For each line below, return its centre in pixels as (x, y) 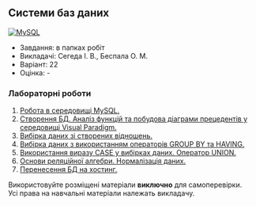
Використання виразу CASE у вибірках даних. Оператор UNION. (128, 153)
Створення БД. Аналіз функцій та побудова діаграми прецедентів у (134, 119)
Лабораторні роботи (50, 93)
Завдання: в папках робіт (62, 48)
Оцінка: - (35, 72)
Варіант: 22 (39, 64)
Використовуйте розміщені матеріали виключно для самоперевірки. (125, 185)
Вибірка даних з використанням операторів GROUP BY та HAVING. (132, 144)
